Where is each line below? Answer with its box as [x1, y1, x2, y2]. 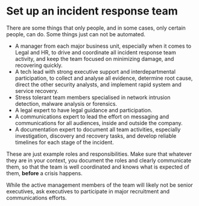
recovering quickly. [14, 62, 63, 69]
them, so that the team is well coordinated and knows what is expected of [6, 163, 190, 170]
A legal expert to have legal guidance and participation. [14, 106, 153, 114]
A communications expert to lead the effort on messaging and [14, 113, 169, 120]
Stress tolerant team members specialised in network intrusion [14, 94, 171, 101]
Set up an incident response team [6, 4, 178, 18]
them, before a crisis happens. [6, 169, 83, 176]
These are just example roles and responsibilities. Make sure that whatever [6, 150, 192, 158]
